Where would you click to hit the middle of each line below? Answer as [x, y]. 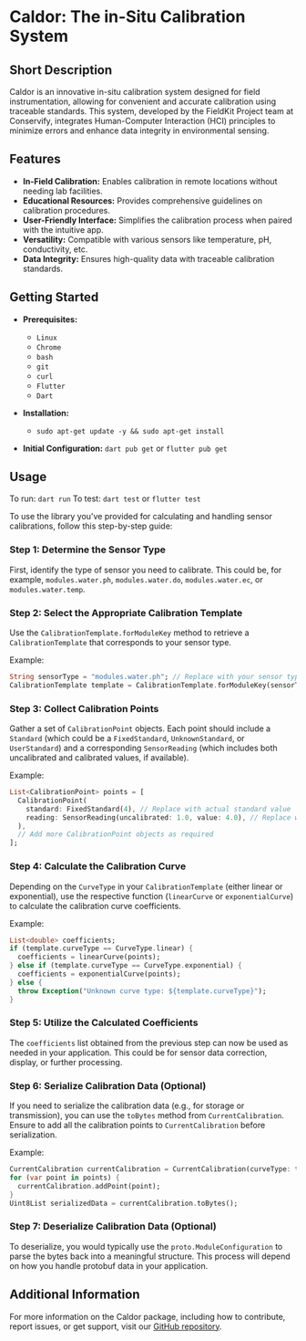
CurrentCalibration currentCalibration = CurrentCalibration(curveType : [150, 1169]
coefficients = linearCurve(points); [89, 957]
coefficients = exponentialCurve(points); [99, 974]
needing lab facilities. [62, 191]
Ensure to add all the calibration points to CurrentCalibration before [138, 1126]
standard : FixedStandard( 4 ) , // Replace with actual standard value [158, 809]
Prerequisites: [50, 319]
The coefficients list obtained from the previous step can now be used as [149, 1042]
